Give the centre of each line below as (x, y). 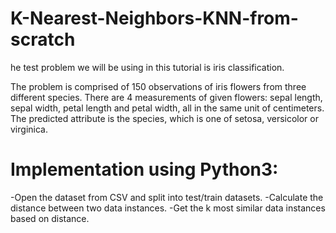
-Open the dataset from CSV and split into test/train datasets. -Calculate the (167, 197)
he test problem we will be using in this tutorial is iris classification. (147, 67)
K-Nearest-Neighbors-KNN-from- (154, 18)
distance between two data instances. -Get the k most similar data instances (168, 208)
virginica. (29, 129)
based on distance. (50, 218)
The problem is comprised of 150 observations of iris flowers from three (158, 86)
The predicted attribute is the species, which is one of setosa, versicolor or (164, 118)
